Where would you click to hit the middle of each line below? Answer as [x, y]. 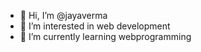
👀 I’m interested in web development [95, 26]
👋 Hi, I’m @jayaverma [63, 15]
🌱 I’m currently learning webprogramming [105, 36]
